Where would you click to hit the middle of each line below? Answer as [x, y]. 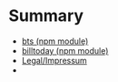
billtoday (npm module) [65, 50]
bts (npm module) [55, 41]
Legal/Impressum [54, 60]
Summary [46, 16]
